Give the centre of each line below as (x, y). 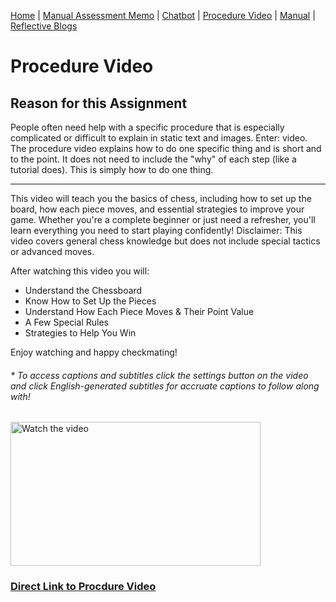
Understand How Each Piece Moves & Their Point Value (139, 311)
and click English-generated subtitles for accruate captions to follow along (165, 386)
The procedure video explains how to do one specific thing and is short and (166, 148)
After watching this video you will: (80, 271)
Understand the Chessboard (83, 290)
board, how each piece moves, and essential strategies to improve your (157, 209)
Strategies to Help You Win (80, 333)
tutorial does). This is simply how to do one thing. (112, 169)
